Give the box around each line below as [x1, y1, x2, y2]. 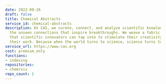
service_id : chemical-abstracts [5, 21, 72, 26]
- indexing [5, 58, 28, 63]
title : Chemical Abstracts [5, 16, 61, 21]
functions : [5, 53, 28, 58]
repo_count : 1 [5, 72, 35, 77]
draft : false [5, 12, 32, 17]
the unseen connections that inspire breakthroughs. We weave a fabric [9, 30, 161, 35]
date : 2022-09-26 [5, 7, 41, 12]
